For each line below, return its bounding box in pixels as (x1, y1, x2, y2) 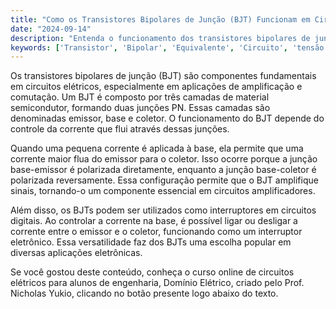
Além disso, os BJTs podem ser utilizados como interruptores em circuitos (10, 204, 317, 216)
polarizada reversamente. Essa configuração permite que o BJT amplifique (10, 174, 319, 186)
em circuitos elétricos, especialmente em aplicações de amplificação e (10, 81, 303, 93)
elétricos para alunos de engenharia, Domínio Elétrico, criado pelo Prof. (10, 277, 305, 289)
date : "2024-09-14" (10, 24, 92, 34)
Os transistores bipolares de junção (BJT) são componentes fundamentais (10, 70, 317, 82)
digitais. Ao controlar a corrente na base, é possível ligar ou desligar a (10, 215, 298, 227)
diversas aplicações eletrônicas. (10, 247, 143, 259)
